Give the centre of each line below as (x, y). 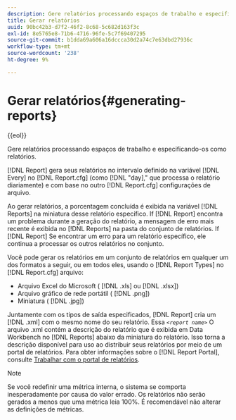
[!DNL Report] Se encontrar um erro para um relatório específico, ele (107, 236)
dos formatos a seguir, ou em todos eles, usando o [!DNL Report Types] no (116, 264)
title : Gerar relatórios (44, 20)
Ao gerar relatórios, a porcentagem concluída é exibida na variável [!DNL (112, 206)
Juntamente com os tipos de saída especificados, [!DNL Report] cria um (112, 314)
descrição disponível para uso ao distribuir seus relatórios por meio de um (115, 344)
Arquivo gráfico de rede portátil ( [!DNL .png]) (84, 293)
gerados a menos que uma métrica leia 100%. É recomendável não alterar (114, 402)
